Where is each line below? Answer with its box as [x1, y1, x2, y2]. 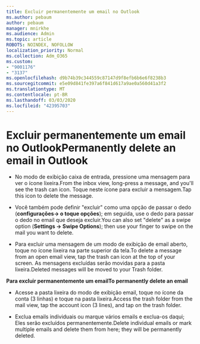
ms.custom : [6, 58, 33, 64]
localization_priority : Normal [6, 48, 84, 54]
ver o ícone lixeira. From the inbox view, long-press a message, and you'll [14, 180, 194, 187]
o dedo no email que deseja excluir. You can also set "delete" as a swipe [14, 217, 191, 224]
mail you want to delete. [14, 229, 74, 236]
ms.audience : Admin [6, 31, 55, 37]
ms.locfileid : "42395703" [6, 102, 70, 109]
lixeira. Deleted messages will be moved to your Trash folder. [14, 266, 163, 273]
